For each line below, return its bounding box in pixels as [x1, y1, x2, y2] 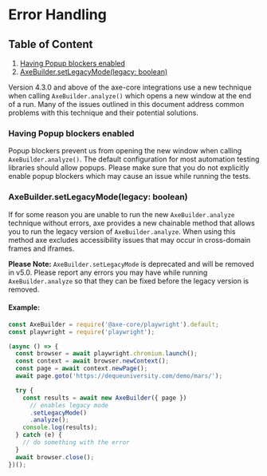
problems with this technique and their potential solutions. [8, 108, 199, 117]
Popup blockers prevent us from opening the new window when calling [8, 146, 242, 156]
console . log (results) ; [22, 423, 98, 432]
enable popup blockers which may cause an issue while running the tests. [8, 172, 251, 181]
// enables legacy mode [29, 401, 109, 409]
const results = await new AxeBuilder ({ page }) [22, 394, 187, 402]
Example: [8, 303, 41, 312]
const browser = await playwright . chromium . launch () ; [15, 350, 198, 358]
